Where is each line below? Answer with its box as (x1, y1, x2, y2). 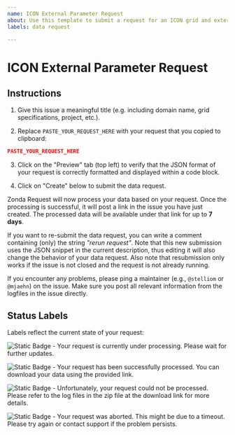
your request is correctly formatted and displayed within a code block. (17, 168, 220, 177)
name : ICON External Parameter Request (7, 10, 124, 18)
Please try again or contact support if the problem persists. (7, 420, 178, 428)
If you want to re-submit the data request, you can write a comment (7, 231, 202, 240)
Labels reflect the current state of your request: (7, 329, 145, 337)
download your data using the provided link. (7, 371, 134, 379)
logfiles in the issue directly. (7, 289, 88, 298)
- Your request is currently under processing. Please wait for (52, 342, 227, 350)
